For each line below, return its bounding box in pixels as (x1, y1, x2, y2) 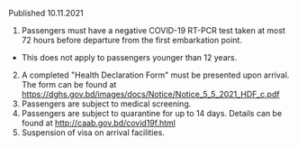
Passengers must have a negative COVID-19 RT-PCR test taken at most (21, 25, 285, 35)
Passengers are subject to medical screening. (21, 98, 192, 109)
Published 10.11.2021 (8, 8, 84, 18)
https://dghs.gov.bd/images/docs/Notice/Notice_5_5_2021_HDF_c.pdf (21, 89, 280, 99)
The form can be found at (21, 79, 117, 89)
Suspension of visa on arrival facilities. (21, 127, 166, 138)
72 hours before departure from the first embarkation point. (21, 35, 242, 45)
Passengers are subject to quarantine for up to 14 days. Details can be (21, 108, 283, 118)
